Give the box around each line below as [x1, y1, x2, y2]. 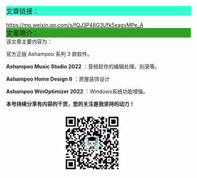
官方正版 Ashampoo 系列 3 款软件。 [6, 51, 93, 58]
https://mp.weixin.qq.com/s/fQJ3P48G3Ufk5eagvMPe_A [6, 22, 144, 28]
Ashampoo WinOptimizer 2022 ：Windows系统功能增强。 [6, 88, 148, 95]
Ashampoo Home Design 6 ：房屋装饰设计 [6, 76, 110, 82]
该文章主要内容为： [6, 38, 53, 45]
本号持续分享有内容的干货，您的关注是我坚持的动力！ [6, 100, 135, 108]
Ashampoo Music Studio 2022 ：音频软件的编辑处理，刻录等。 [6, 63, 160, 70]
